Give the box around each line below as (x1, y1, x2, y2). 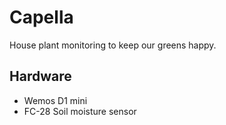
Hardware (9, 68, 72, 85)
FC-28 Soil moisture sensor (23, 105, 137, 117)
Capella (9, 6, 74, 29)
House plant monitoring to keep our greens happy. (9, 39, 217, 51)
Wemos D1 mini (23, 94, 88, 106)
